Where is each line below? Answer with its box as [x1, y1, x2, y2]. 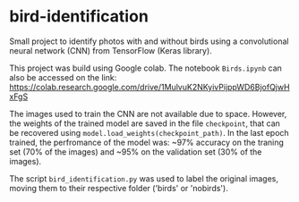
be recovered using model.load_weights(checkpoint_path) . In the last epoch [9, 127, 289, 138]
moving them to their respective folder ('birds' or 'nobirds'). [9, 182, 228, 193]
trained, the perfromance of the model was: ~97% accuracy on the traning [9, 137, 285, 147]
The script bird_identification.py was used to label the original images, [9, 173, 279, 184]
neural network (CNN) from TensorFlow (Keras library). [9, 45, 212, 55]
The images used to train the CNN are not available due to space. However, [9, 108, 287, 119]
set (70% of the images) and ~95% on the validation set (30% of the [9, 146, 262, 157]
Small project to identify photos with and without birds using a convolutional [9, 36, 289, 46]
